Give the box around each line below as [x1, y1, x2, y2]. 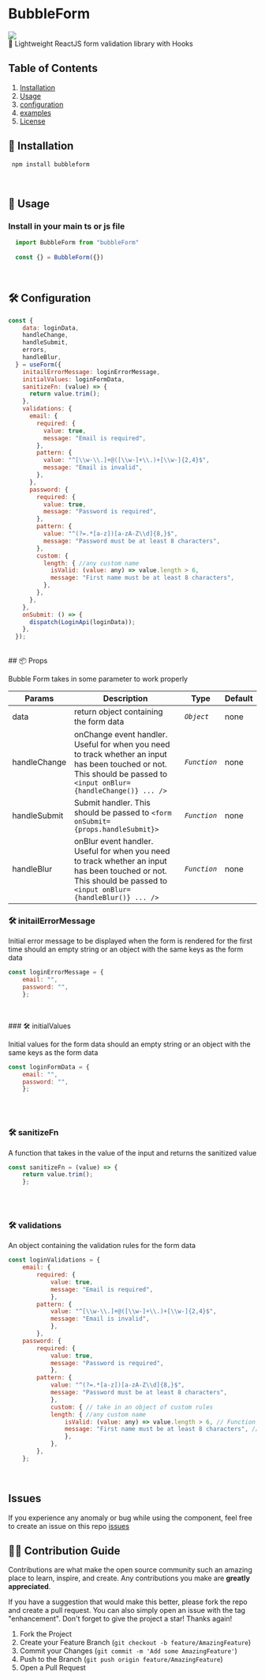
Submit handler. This [73, 797, 151, 808]
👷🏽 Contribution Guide [8, 1544, 121, 1558]
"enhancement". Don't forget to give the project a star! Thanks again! [8, 1614, 233, 1624]
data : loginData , [22, 324, 80, 332]
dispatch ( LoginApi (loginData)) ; [28, 618, 136, 626]
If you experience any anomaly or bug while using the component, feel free [8, 1512, 252, 1523]
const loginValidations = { [8, 1256, 101, 1264]
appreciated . [8, 1582, 51, 1591]
